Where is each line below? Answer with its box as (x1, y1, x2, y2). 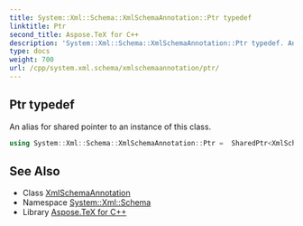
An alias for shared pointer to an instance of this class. (9, 121, 212, 132)
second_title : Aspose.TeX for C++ (9, 30, 140, 39)
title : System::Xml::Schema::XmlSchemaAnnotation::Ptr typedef (9, 13, 252, 23)
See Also (9, 164, 60, 179)
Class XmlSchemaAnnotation (22, 187, 131, 199)
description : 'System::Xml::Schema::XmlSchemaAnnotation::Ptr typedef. (9, 38, 284, 48)
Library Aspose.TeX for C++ (22, 207, 127, 218)
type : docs (9, 47, 50, 56)
